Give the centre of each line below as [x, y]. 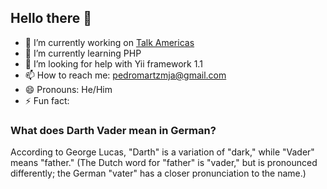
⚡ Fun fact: [47, 100]
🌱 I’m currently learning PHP [83, 53]
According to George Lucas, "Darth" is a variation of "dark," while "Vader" [162, 152]
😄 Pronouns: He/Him [68, 89]
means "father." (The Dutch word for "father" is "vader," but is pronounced [164, 163]
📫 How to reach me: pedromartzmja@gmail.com [125, 75]
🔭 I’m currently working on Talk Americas [109, 42]
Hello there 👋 [51, 18]
